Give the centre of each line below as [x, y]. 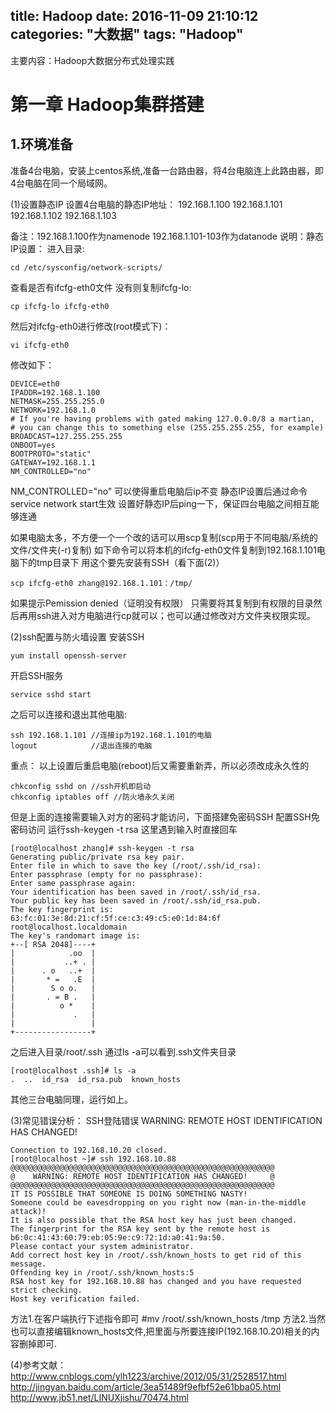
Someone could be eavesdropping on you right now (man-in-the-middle [158, 1202]
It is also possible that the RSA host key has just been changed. [154, 1220]
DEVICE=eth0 [35, 384]
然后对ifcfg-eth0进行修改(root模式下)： [91, 326]
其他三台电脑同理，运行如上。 [71, 1099]
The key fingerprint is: [62, 909]
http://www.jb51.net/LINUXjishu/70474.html [99, 1397]
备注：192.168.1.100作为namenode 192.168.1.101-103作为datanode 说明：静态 [167, 236]
